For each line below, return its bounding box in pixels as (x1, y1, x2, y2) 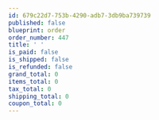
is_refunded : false (8, 63, 73, 71)
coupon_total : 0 (8, 99, 62, 107)
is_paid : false (8, 48, 59, 56)
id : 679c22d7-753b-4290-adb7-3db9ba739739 (8, 11, 151, 20)
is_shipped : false (8, 56, 69, 64)
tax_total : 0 (8, 84, 52, 93)
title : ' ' (8, 41, 45, 49)
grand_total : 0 (8, 70, 59, 78)
